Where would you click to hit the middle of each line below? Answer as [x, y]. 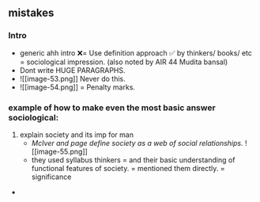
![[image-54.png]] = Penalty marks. [77, 87]
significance [51, 177]
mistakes [31, 13]
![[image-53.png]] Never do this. [72, 78]
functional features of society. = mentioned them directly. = [128, 168]
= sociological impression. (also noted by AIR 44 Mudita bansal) [124, 62]
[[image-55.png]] [60, 151]
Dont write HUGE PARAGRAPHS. [72, 70]
